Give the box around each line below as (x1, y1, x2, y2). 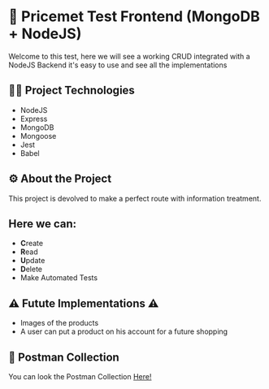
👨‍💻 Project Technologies (8, 84, 136, 97)
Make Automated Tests (20, 273, 98, 283)
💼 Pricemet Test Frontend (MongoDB (8, 7, 260, 26)
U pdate (20, 256, 46, 266)
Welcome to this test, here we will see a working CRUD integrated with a (8, 51, 250, 61)
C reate (20, 239, 43, 249)
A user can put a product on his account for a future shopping (20, 326, 228, 336)
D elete (20, 264, 43, 274)
